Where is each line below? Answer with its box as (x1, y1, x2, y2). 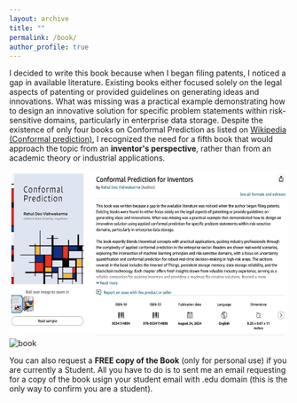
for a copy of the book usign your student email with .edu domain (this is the (9, 374, 288, 385)
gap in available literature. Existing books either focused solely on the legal (9, 77, 282, 88)
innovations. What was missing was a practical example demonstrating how (9, 96, 285, 107)
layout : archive (9, 14, 69, 23)
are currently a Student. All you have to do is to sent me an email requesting (9, 365, 286, 375)
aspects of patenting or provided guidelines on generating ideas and (9, 87, 260, 98)
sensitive (9, 115, 43, 126)
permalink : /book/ (9, 33, 77, 42)
